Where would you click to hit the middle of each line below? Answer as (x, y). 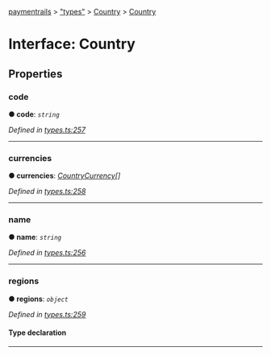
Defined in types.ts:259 (47, 314)
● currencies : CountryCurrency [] (65, 175)
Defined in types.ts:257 (47, 130)
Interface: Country (72, 44)
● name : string (35, 237)
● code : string (34, 114)
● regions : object (38, 299)
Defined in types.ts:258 (47, 192)
